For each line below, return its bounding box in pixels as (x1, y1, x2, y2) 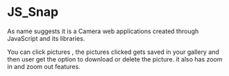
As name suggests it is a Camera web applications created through (7, 27, 199, 35)
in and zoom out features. (7, 62, 81, 70)
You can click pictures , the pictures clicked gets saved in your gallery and (7, 48, 220, 56)
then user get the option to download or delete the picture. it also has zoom (7, 55, 223, 63)
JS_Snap (7, 4, 59, 20)
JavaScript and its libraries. (7, 34, 85, 42)
